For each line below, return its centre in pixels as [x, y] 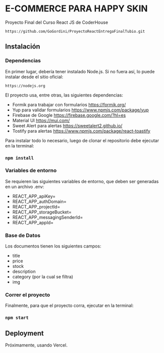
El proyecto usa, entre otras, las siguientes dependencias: [64, 95]
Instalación [23, 47]
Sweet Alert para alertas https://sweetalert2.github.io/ [67, 126]
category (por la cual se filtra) [43, 277]
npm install [20, 158]
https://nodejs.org [25, 86]
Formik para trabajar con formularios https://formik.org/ [69, 104]
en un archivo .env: [25, 187]
